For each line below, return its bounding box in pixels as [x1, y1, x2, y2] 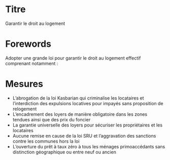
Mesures [5, 78, 43, 90]
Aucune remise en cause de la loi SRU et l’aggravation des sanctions [12, 133, 156, 139]
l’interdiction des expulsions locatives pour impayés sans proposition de [12, 100, 163, 106]
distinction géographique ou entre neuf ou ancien [12, 149, 117, 155]
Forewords [5, 38, 52, 50]
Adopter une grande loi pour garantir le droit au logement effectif [5, 55, 141, 61]
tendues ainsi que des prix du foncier [12, 116, 91, 122]
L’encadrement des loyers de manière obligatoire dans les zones [12, 111, 148, 117]
